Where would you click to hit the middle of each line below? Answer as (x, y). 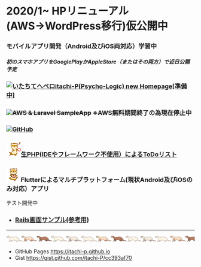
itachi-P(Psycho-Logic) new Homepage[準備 (121, 86)
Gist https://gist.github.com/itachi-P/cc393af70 (74, 258)
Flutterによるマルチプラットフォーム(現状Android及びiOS (103, 180)
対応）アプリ (31, 189)
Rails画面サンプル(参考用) (52, 220)
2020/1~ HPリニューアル (68, 11)
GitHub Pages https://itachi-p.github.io (63, 251)
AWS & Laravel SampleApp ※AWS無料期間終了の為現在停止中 (102, 113)
